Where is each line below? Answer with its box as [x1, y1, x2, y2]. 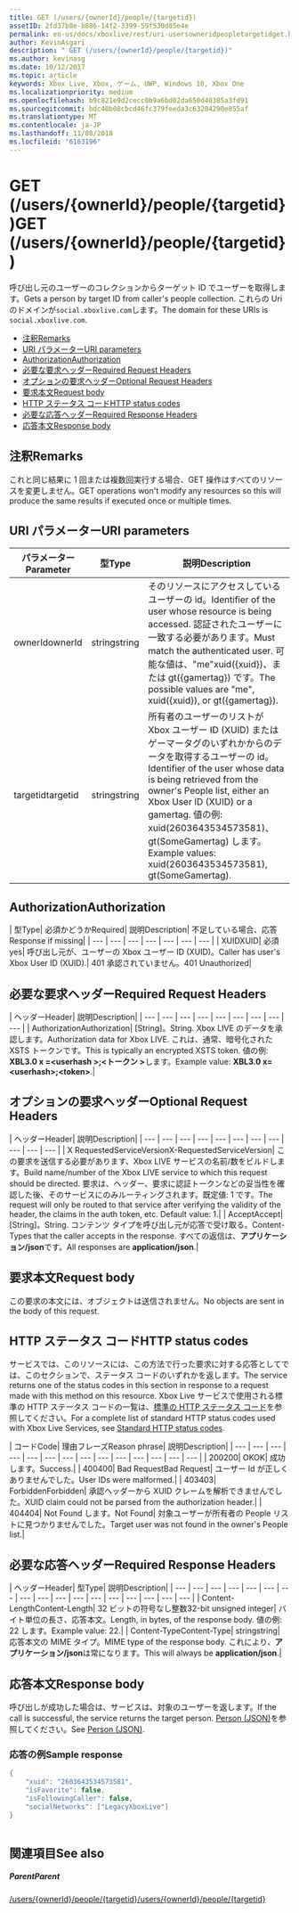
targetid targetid [13, 789, 79, 802]
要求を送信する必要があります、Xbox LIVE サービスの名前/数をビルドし [16, 1156, 278, 1166]
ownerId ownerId [13, 636, 83, 649]
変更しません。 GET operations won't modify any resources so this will [24, 485, 282, 495]
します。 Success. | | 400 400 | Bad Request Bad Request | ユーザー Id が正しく [9, 1463, 289, 1475]
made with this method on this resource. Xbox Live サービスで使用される [9, 1391, 276, 1402]
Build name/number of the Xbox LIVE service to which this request [23, 1166, 268, 1177]
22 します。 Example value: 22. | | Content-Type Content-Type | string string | [9, 1625, 280, 1636]
